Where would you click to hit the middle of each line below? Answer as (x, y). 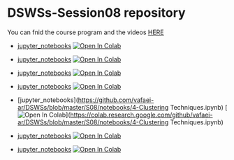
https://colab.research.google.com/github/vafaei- (141, 115)
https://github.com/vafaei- (116, 100)
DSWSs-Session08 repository (97, 13)
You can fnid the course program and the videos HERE (86, 32)
